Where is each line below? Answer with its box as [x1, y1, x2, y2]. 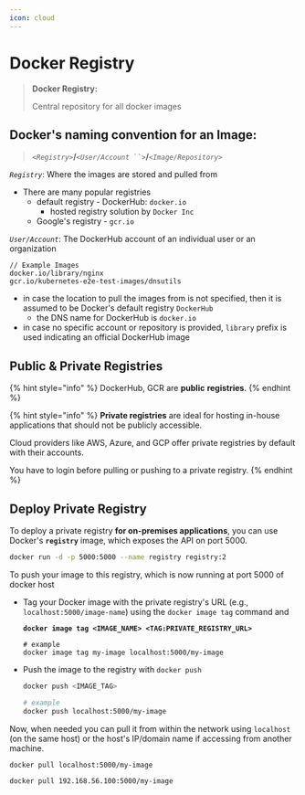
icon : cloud [9, 13, 55, 23]
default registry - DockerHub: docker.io [36, 196, 187, 207]
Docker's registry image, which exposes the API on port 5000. [9, 535, 248, 546]
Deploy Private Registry [9, 501, 148, 516]
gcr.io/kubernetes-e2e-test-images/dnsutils [9, 277, 182, 286]
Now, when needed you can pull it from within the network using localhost [9, 723, 291, 734]
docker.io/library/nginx [9, 269, 104, 279]
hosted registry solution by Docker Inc [49, 207, 195, 217]
